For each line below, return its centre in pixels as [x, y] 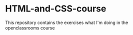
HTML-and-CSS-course [56, 9]
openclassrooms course [30, 27]
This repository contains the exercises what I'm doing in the [67, 22]
